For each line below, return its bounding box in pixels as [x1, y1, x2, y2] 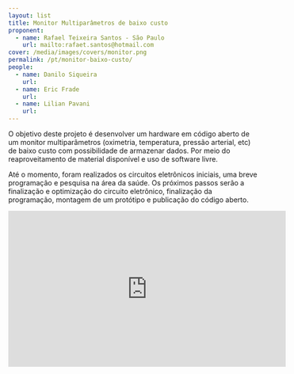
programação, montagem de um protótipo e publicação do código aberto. [8, 195, 250, 204]
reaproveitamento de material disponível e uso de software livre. [8, 155, 218, 163]
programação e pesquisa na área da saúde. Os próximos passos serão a [8, 178, 245, 187]
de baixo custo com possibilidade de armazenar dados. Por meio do [8, 146, 231, 155]
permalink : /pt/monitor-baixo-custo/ [8, 56, 133, 64]
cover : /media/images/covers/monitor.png [8, 48, 147, 56]
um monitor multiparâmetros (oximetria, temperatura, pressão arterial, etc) [8, 138, 251, 147]
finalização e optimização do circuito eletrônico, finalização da [8, 187, 212, 196]
